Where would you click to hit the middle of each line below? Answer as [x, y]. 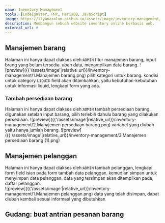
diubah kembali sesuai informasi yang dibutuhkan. [56, 199]
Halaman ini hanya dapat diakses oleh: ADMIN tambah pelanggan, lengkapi [79, 168]
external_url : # [22, 28]
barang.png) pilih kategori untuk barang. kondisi [110, 75]
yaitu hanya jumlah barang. [32, 130]
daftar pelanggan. [23, 183]
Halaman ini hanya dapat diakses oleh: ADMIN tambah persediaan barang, [78, 109]
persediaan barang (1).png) [33, 140]
